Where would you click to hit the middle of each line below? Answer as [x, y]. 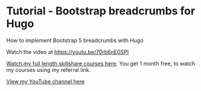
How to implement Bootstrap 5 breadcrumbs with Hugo [75, 40]
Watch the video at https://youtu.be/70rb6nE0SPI [68, 51]
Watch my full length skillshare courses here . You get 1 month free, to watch [101, 63]
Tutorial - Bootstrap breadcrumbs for [101, 11]
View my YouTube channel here [46, 81]
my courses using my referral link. [49, 69]
